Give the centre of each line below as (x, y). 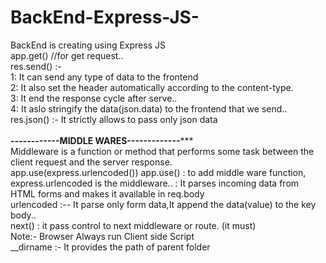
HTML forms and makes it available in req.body (107, 193)
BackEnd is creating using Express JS (88, 45)
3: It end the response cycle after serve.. (94, 98)
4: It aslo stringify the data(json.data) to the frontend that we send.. (149, 108)
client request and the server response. (91, 162)
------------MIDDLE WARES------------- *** (102, 140)
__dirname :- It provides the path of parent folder (110, 247)
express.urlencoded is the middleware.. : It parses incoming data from (155, 183)
